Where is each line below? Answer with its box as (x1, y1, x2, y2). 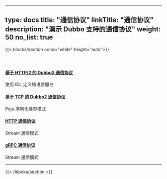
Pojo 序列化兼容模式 (5, 106, 46, 112)
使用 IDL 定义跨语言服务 (5, 81, 54, 87)
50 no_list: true (5, 33, 53, 42)
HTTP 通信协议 (5, 118, 36, 124)
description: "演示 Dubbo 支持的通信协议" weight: (5, 25, 161, 34)
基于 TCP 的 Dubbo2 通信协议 (5, 94, 66, 100)
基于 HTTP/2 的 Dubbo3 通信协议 (5, 69, 73, 75)
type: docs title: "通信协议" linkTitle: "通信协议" (5, 16, 154, 24)
